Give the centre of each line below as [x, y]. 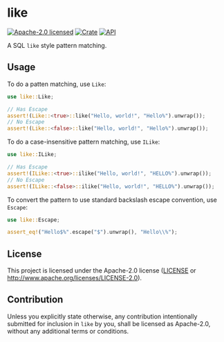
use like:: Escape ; [34, 220]
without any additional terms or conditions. [68, 331]
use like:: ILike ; [32, 155]
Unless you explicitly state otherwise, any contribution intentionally [102, 316]
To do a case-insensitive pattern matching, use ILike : [84, 142]
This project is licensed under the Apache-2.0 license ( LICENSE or [102, 271]
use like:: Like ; [30, 96]
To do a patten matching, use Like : [57, 84]
